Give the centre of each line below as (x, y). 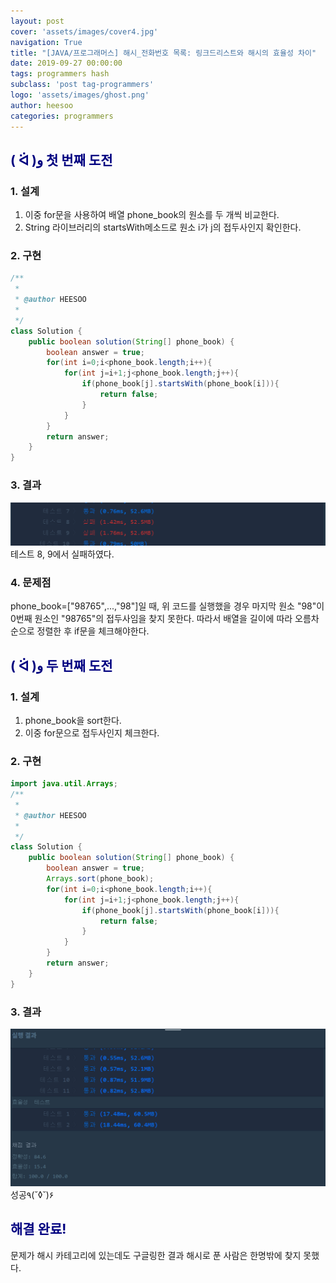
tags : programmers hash (60, 74)
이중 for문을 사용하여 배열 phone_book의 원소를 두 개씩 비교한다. (152, 215)
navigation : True (46, 42)
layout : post (37, 21)
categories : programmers (62, 116)
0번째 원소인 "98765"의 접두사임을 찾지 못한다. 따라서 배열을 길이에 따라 (151, 619)
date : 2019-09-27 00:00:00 (66, 63)
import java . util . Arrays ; (64, 784)
